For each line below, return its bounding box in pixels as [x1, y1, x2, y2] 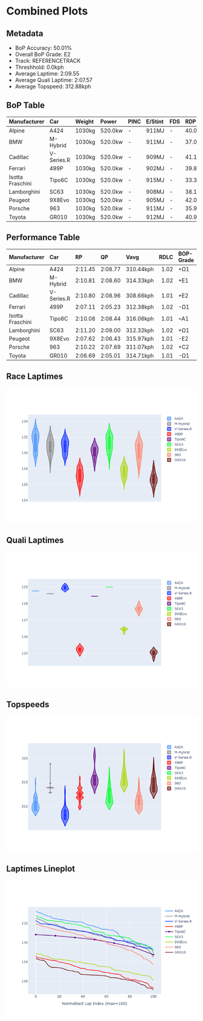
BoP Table [6, 100, 45, 111]
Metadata [6, 28, 43, 39]
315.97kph [126, 335, 154, 343]
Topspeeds [6, 700, 50, 710]
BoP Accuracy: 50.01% [14, 44, 72, 51]
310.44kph [126, 265, 154, 272]
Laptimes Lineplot [6, 863, 76, 874]
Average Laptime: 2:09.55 [14, 70, 80, 77]
